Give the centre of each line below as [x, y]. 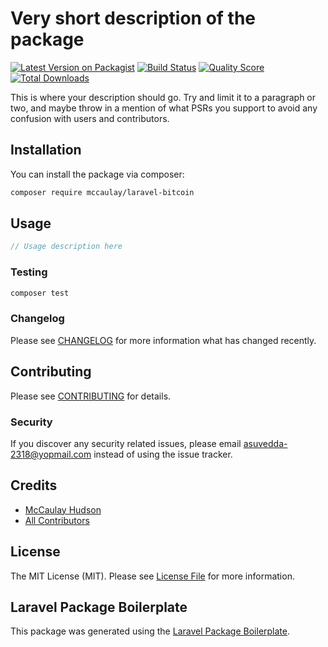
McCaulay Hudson [63, 509]
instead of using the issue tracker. [163, 454]
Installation [46, 150]
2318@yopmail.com [51, 454]
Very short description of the [133, 18]
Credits [34, 485]
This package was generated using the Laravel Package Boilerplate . [150, 631]
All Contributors [57, 520]
